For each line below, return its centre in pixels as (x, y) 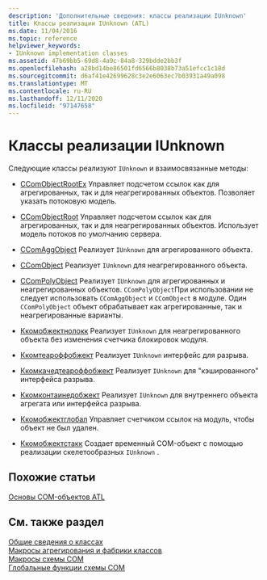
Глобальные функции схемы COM (67, 567)
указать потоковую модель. (68, 201)
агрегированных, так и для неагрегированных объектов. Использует (140, 225)
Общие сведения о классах (56, 541)
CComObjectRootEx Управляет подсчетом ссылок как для (120, 184)
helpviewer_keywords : (45, 46)
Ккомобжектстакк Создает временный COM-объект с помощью (131, 443)
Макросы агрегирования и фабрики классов (86, 550)
